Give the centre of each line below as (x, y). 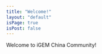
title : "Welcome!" (29, 12)
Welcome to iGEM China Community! (51, 45)
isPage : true (22, 23)
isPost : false (24, 28)
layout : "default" (29, 17)
